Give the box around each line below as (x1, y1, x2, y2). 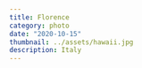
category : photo (9, 21, 70, 30)
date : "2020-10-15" (9, 29, 82, 38)
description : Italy (9, 46, 82, 55)
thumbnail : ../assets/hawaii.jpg (9, 37, 134, 47)
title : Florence (9, 12, 70, 22)
